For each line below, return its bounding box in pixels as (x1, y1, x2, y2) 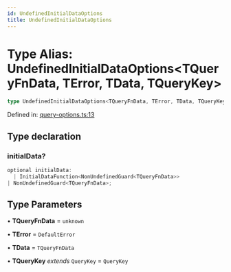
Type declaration (7, 130, 81, 142)
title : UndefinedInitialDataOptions (7, 17, 112, 23)
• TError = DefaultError (7, 230, 76, 238)
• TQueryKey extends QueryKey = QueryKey (7, 257, 129, 265)
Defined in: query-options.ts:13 (7, 111, 95, 119)
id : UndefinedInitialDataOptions (7, 10, 103, 17)
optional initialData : (7, 167, 72, 174)
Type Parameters (7, 199, 82, 211)
